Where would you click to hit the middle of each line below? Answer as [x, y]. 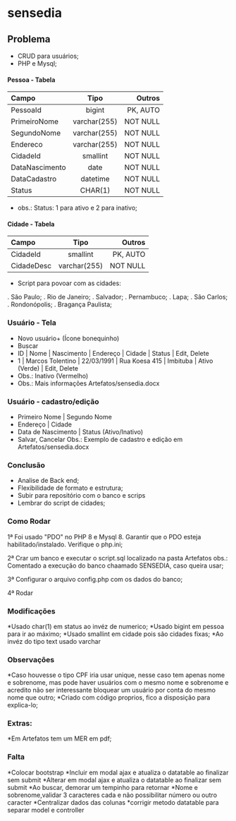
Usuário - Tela [32, 323]
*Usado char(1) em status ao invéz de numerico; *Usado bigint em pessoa [116, 626]
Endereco [27, 145]
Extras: [20, 724]
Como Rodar [29, 522]
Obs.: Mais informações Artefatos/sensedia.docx [88, 383]
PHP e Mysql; [37, 64]
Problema [29, 39]
